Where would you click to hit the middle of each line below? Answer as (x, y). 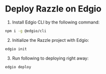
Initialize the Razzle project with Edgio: (51, 40)
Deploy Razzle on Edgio (53, 9)
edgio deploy (18, 67)
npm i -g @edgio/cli (26, 31)
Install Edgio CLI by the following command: (56, 22)
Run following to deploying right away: (50, 58)
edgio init (16, 49)
